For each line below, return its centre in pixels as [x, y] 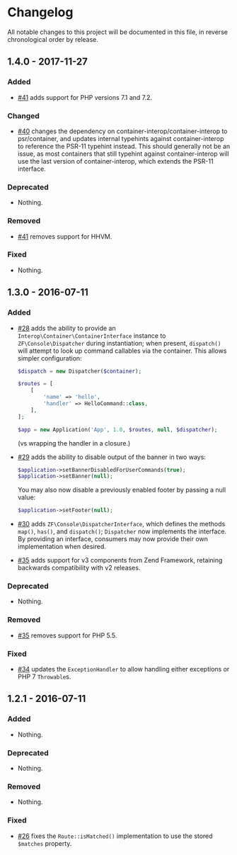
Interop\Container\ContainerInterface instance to [92, 335]
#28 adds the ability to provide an [67, 328]
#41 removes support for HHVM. [65, 236]
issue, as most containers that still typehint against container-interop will [123, 154]
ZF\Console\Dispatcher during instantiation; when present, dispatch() [119, 343]
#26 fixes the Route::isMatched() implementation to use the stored [115, 836]
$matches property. [45, 843]
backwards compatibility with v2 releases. [79, 568]
